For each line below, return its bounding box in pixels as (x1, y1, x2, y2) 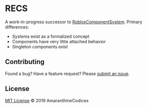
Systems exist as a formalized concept (12, 33, 90, 39)
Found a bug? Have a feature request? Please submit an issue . (5, 71, 130, 77)
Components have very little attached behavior (12, 38, 106, 44)
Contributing (5, 58, 45, 66)
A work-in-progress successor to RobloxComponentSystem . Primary (5, 19, 143, 25)
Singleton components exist (12, 44, 68, 49)
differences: (5, 24, 29, 30)
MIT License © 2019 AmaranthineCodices (5, 97, 89, 103)
